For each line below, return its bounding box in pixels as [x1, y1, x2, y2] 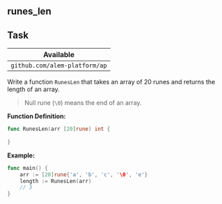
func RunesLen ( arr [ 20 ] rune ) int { [7, 125, 111, 133]
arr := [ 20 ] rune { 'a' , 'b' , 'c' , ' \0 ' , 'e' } [19, 171, 148, 178]
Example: [7, 151, 35, 159]
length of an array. [7, 85, 61, 93]
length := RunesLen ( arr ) [19, 178, 92, 185]
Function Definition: [7, 112, 66, 120]
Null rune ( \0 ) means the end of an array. [24, 99, 142, 107]
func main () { [7, 164, 49, 171]
